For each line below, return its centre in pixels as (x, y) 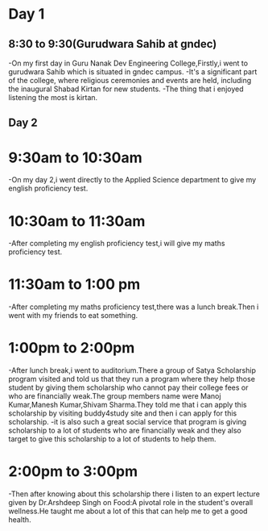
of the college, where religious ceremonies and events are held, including (130, 80)
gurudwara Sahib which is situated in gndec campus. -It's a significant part (133, 72)
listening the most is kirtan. (53, 97)
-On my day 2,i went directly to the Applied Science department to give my (132, 180)
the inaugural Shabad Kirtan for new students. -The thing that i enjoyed (126, 89)
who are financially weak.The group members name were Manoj (115, 396)
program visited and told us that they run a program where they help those (132, 379)
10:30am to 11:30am (77, 221)
